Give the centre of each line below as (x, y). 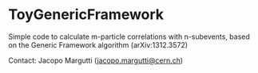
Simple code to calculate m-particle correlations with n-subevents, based (129, 36)
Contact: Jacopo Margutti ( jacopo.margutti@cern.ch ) (96, 60)
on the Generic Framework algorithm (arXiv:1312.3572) (98, 44)
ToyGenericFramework (86, 15)
